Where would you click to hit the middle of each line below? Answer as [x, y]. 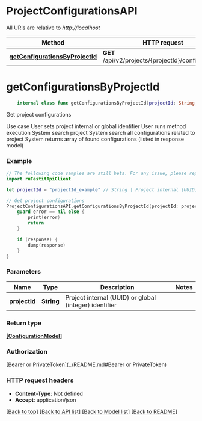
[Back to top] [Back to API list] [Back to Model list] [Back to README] [92, 411]
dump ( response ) [47, 245]
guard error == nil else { [51, 212]
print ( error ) [44, 218]
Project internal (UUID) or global [111, 297]
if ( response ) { [38, 239]
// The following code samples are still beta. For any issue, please [96, 174]
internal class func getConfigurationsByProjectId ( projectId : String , [107, 103]
